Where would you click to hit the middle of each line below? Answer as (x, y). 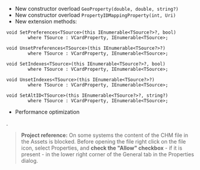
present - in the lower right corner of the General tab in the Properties (108, 154)
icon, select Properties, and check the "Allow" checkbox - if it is (102, 148)
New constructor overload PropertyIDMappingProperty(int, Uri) (95, 15)
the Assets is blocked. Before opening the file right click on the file (103, 141)
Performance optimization (47, 112)
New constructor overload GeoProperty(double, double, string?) (97, 9)
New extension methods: (46, 21)
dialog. (30, 161)
